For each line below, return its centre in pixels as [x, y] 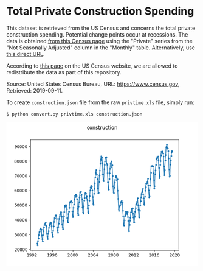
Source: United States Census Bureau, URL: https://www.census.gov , [93, 84]
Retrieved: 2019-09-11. [35, 90]
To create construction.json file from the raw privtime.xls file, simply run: [100, 102]
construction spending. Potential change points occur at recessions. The [97, 34]
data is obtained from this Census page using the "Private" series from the [100, 41]
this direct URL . [26, 54]
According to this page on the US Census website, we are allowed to [92, 66]
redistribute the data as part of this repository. [64, 72]
